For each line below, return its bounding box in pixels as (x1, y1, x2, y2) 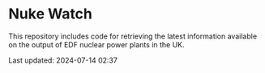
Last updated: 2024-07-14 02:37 (8, 55, 118, 65)
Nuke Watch (8, 5, 93, 23)
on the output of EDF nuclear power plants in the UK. (8, 39, 185, 49)
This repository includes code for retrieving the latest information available (8, 31, 258, 41)
